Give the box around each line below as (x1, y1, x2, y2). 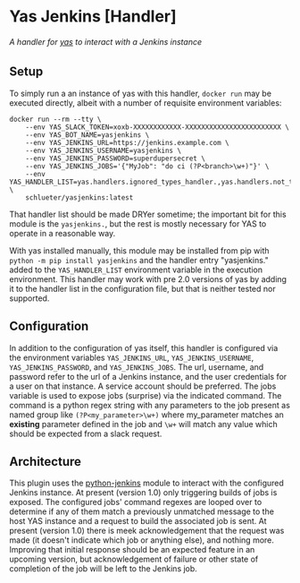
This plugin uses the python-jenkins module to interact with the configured (9, 477, 284, 489)
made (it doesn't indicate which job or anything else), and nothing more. (9, 535, 275, 545)
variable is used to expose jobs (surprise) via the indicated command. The (9, 390, 282, 400)
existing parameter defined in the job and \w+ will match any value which (9, 418, 279, 429)
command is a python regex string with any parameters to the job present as (9, 399, 290, 410)
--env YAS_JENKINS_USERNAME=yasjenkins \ (25, 146, 181, 155)
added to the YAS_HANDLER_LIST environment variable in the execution (9, 264, 263, 275)
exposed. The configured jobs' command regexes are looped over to (9, 497, 262, 508)
